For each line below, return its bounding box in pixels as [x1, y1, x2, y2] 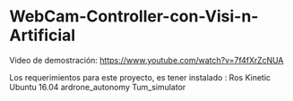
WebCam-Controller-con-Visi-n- [9, 6, 259, 27]
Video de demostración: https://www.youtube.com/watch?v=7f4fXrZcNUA [9, 55, 284, 65]
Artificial [9, 25, 76, 46]
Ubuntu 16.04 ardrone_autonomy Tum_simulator [9, 81, 186, 92]
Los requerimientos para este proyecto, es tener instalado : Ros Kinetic [9, 72, 271, 82]
